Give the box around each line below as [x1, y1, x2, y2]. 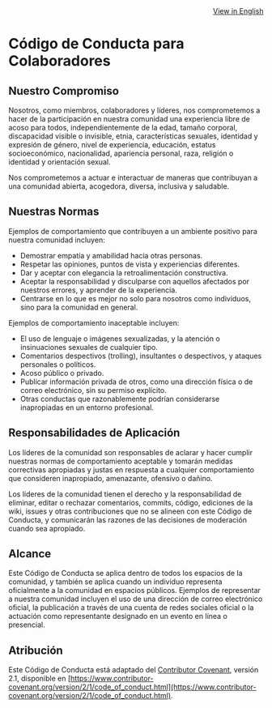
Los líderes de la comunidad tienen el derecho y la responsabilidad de [8, 488, 242, 499]
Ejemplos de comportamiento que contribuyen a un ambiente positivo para [8, 226, 257, 236]
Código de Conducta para [8, 35, 185, 53]
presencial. [8, 620, 46, 629]
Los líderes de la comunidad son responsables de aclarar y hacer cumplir [8, 447, 253, 457]
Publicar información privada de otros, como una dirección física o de [19, 377, 253, 386]
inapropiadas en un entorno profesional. [19, 403, 154, 412]
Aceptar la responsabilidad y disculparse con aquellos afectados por [19, 276, 249, 286]
